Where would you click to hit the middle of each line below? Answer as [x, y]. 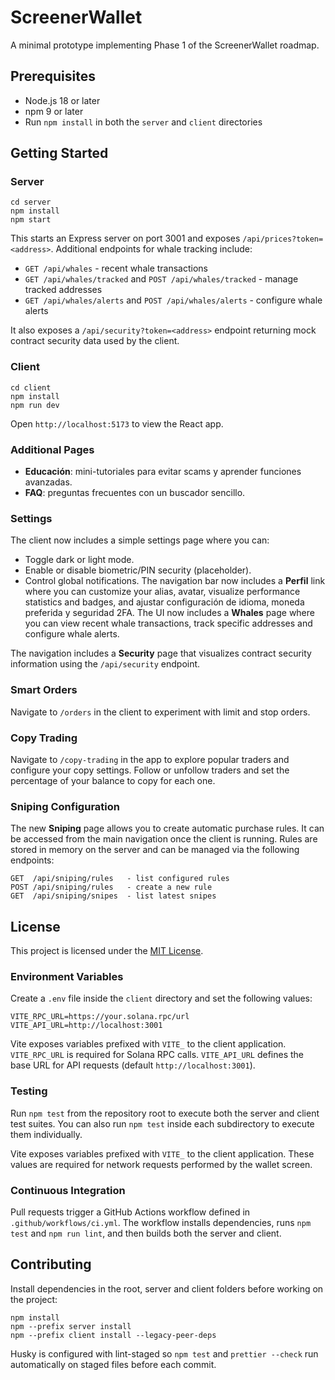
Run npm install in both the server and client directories [143, 122]
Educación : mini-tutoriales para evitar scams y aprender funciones [163, 472]
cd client [31, 387]
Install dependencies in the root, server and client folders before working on [167, 1288]
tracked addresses [63, 290]
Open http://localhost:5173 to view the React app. [117, 423]
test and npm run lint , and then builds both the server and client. [146, 1233]
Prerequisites [53, 76]
